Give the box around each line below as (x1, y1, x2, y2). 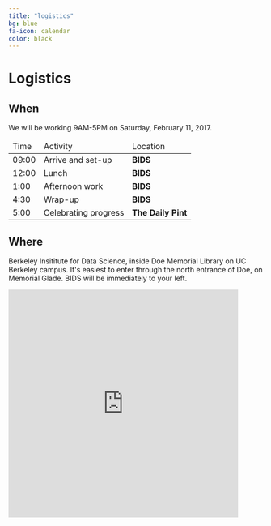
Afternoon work (43, 181, 104, 192)
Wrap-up (43, 194, 79, 205)
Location (132, 141, 166, 152)
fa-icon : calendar (8, 27, 70, 35)
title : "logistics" (8, 11, 74, 20)
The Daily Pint (132, 207, 188, 219)
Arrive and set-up (43, 155, 112, 166)
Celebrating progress (43, 207, 125, 219)
